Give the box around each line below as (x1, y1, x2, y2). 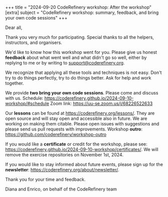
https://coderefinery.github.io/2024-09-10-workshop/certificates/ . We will (5, 146, 159, 152)
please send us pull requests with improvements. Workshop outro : (5, 126, 143, 132)
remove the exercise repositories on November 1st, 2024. (5, 152, 124, 157)
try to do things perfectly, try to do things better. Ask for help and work (5, 75, 151, 80)
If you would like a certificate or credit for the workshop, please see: (5, 141, 148, 147)
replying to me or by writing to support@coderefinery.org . (5, 60, 125, 65)
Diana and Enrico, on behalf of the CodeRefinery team (5, 186, 117, 192)
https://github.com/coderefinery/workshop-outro (5, 131, 107, 137)
